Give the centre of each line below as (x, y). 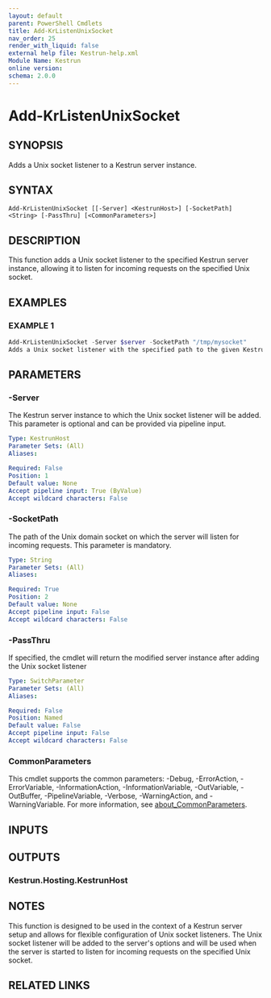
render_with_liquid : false (54, 46)
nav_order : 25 (32, 38)
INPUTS (28, 830)
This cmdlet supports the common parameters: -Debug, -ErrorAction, (124, 779)
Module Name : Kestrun (45, 61)
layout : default (35, 16)
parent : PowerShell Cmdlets (56, 23)
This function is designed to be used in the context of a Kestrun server (125, 925)
